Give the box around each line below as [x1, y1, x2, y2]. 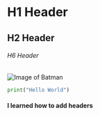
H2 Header [7, 32, 55, 44]
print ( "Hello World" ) [7, 86, 70, 93]
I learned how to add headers [7, 102, 93, 110]
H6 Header [7, 52, 39, 60]
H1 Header [7, 4, 68, 20]
